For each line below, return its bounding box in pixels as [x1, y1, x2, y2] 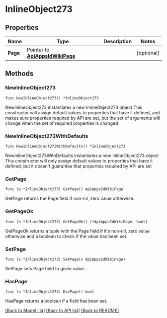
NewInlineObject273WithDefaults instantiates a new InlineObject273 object [5, 153, 159, 159]
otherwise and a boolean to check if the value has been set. [5, 233, 128, 239]
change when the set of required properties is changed [5, 120, 118, 126]
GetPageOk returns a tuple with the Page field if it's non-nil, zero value [5, 228, 150, 234]
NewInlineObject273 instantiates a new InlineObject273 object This [5, 104, 143, 110]
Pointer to [26, 46, 50, 53]
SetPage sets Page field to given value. [5, 265, 85, 271]
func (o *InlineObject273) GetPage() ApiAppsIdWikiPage [5, 187, 123, 192]
